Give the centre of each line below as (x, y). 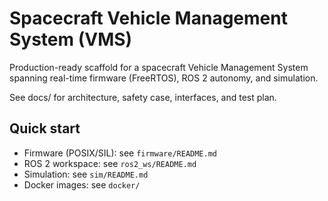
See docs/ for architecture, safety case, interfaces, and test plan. (143, 97)
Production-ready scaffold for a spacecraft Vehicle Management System (159, 67)
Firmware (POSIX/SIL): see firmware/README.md (120, 153)
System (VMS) (71, 39)
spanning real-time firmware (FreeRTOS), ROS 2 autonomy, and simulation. (164, 78)
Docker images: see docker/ (82, 184)
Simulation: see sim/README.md (86, 174)
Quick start (45, 128)
